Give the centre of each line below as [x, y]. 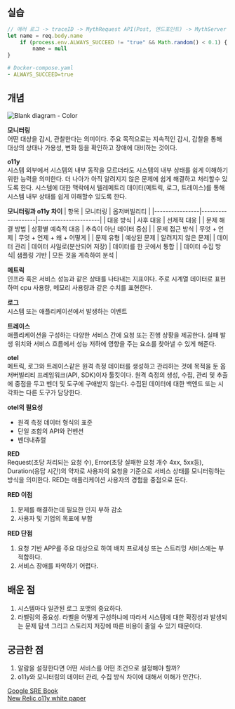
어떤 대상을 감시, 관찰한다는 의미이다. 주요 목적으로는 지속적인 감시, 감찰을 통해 [115, 138]
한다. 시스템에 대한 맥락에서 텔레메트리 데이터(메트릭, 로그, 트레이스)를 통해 [122, 187]
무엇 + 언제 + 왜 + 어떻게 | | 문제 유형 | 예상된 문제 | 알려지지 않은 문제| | [117, 237]
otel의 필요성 [25, 407]
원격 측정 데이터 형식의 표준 [55, 422]
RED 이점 [20, 494]
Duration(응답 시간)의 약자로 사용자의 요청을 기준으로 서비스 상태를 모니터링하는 [116, 471]
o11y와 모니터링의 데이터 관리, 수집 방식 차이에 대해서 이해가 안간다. [109, 677]
